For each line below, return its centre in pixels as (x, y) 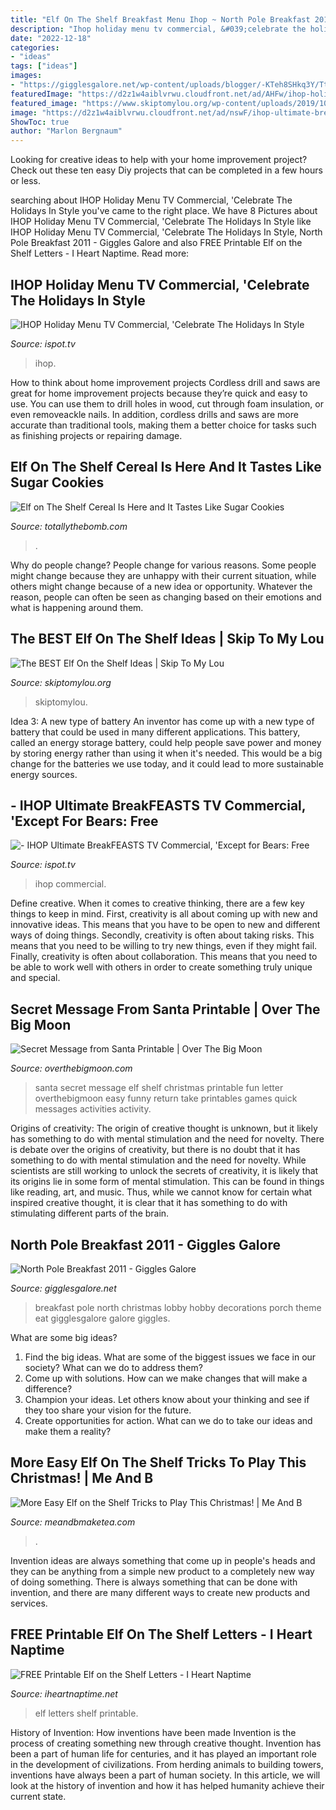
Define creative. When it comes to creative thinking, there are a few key (157, 903)
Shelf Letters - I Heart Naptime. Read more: (100, 253)
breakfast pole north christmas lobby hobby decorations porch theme (178, 1307)
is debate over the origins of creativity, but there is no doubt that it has (155, 1150)
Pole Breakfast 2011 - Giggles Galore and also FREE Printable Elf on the (156, 243)
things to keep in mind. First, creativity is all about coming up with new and (164, 914)
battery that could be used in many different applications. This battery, (155, 732)
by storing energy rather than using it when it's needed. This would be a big (166, 753)
